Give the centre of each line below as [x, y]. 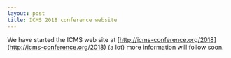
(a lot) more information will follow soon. [166, 47]
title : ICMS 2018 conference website [62, 20]
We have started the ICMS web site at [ [64, 39]
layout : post [26, 13]
